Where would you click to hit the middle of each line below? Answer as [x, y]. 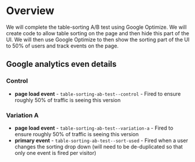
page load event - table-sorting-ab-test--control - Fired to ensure [97, 94]
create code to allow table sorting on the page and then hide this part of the [98, 33]
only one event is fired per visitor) [56, 153]
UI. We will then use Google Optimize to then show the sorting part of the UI [98, 39]
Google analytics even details [61, 64]
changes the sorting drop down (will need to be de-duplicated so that [99, 146]
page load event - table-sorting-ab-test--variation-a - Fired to [94, 128]
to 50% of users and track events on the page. [63, 46]
